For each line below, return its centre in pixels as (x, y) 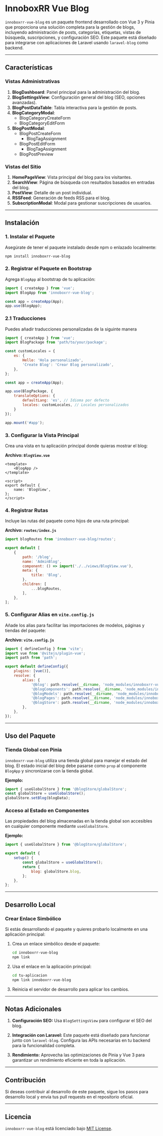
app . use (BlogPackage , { (29, 391)
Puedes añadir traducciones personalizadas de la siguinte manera (71, 329)
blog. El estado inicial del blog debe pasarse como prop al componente (76, 766)
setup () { (24, 858)
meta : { (30, 571)
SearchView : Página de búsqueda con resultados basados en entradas (83, 182)
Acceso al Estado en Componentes (47, 811)
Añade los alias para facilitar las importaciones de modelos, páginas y (75, 625)
